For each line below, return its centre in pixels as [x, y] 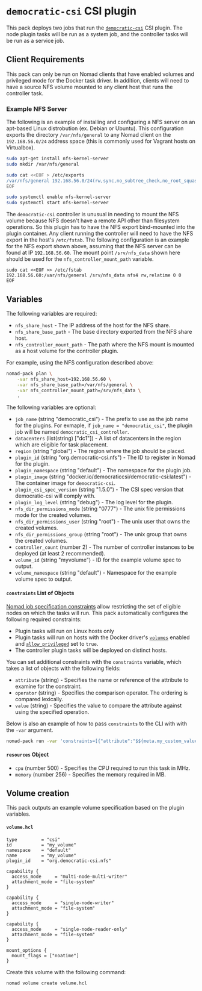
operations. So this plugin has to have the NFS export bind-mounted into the [101, 227]
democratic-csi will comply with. [55, 496]
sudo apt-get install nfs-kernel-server [58, 159]
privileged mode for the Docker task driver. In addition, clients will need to [98, 80]
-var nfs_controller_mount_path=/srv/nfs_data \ [79, 390]
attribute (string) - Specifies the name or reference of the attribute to [102, 680]
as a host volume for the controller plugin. [67, 351]
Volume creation [38, 793]
